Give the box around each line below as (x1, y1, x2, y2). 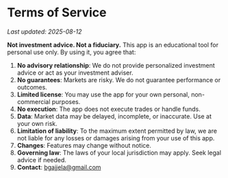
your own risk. (16, 119, 58, 127)
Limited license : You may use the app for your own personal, (16, 90, 190, 99)
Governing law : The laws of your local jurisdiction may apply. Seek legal (16, 149, 221, 157)
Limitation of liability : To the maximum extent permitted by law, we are (16, 127, 218, 135)
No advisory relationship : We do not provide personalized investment (16, 61, 216, 69)
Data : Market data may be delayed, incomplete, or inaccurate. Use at (16, 112, 212, 120)
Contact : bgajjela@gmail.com (16, 163, 101, 171)
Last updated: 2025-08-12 (7, 27, 82, 36)
